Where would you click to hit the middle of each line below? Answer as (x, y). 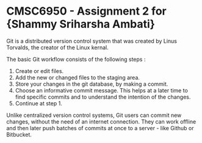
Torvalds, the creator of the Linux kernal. (57, 47)
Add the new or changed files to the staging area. (78, 77)
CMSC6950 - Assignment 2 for (86, 11)
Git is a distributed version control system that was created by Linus (92, 41)
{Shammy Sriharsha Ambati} (81, 24)
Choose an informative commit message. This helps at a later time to (101, 90)
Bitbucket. (19, 134)
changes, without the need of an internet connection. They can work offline (101, 121)
